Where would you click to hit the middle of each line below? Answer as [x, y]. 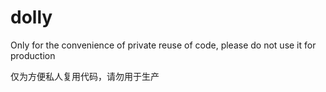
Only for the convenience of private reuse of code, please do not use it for [163, 45]
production [33, 55]
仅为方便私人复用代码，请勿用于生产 [85, 76]
